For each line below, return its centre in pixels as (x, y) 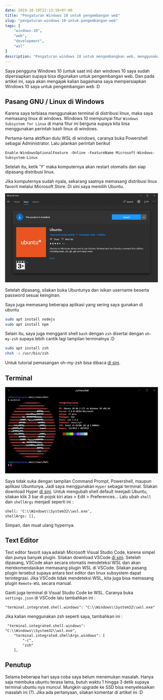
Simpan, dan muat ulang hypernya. (40, 525)
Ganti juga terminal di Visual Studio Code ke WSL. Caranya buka (69, 593)
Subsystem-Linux (21, 158)
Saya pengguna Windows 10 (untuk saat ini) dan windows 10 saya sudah (77, 71)
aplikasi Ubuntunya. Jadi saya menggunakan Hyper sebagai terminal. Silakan (81, 486)
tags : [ (13, 26)
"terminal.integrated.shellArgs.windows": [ (59, 635)
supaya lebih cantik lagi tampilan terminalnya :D (67, 339)
